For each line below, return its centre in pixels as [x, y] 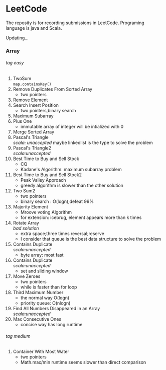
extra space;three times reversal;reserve [62, 234]
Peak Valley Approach [43, 180]
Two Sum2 [24, 191]
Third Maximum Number [38, 292]
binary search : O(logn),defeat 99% [57, 201]
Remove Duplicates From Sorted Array [52, 89]
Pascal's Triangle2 [32, 148]
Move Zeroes [27, 276]
